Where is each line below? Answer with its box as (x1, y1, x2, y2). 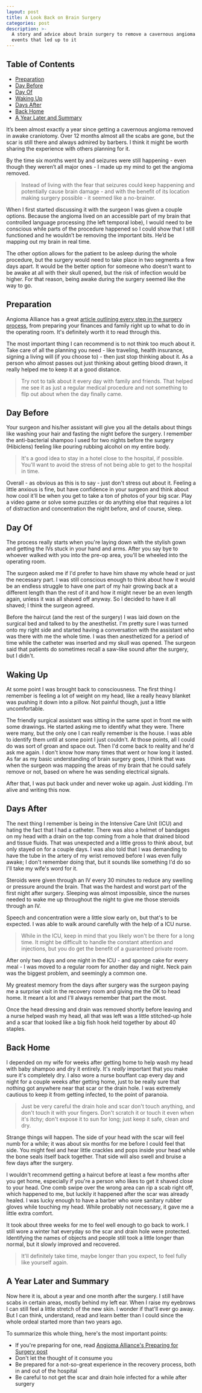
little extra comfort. (6, 1209, 54, 1216)
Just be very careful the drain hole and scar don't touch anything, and (21, 1102, 195, 1110)
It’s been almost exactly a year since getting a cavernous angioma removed (6, 125, 194, 133)
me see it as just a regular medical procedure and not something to (21, 383, 188, 391)
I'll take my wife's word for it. (6, 864, 78, 872)
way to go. (6, 282, 33, 289)
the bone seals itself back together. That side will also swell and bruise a (6, 1153, 186, 1160)
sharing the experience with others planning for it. (6, 145, 131, 152)
